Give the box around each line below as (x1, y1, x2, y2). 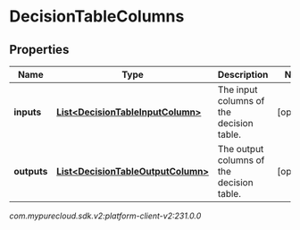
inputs (13, 106, 42, 118)
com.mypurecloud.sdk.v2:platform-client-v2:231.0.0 (9, 210, 202, 221)
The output (217, 143, 264, 155)
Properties (9, 42, 70, 57)
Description (217, 69, 269, 81)
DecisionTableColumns (9, 6, 185, 27)
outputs (13, 166, 48, 177)
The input (217, 83, 258, 96)
